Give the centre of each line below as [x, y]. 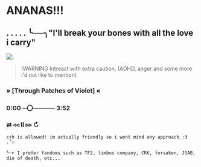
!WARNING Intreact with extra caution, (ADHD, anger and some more [107, 68]
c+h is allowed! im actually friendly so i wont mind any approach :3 [97, 137]
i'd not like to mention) [49, 75]
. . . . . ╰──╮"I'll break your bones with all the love [100, 33]
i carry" [21, 42]
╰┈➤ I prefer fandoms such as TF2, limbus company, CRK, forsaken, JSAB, [101, 153]
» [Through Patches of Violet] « [53, 90]
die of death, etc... [33, 159]
